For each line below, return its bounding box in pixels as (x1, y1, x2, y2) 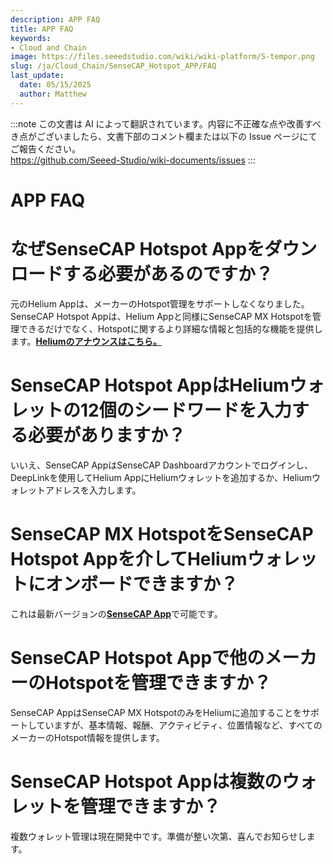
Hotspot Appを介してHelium (10, 547, 248, 570)
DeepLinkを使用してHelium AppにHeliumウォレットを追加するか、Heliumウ (10, 471, 321, 483)
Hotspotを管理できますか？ (45, 671, 272, 694)
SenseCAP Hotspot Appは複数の (10, 770, 283, 793)
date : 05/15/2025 (19, 80, 92, 90)
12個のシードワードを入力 (80, 399, 292, 421)
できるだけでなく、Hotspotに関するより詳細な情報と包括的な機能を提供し (18, 322, 323, 335)
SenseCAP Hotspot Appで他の (10, 646, 265, 669)
